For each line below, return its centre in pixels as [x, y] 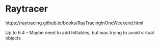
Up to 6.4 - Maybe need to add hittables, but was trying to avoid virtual [80, 32]
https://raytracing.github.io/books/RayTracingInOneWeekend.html [74, 23]
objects [13, 38]
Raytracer [27, 9]
